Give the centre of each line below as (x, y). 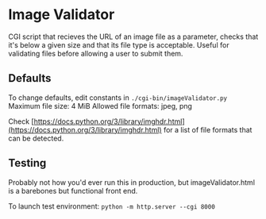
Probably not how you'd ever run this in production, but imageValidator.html (132, 182)
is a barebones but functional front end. (73, 190)
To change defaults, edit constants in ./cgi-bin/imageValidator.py (118, 98)
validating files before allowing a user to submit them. (96, 53)
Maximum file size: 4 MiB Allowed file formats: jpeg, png (100, 106)
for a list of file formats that (208, 129)
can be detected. (36, 138)
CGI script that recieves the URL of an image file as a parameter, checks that (133, 36)
